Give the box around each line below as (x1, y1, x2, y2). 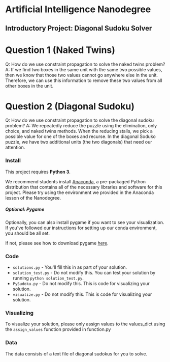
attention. (5, 144, 25, 151)
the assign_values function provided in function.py (5, 326, 111, 332)
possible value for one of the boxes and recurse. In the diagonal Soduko (5, 133, 156, 140)
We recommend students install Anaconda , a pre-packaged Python (5, 178, 146, 184)
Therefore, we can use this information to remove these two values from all (5, 77, 162, 83)
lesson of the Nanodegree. (5, 194, 61, 201)
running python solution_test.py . (12, 275, 84, 281)
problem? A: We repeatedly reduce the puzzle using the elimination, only (5, 123, 157, 129)
